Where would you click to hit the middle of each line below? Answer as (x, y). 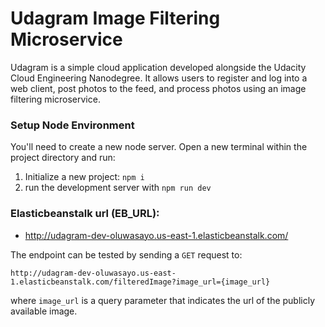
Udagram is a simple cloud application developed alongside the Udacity (158, 67)
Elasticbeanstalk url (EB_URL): (85, 214)
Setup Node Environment (72, 125)
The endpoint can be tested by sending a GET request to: (126, 254)
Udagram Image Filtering (115, 18)
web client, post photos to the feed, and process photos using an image (158, 88)
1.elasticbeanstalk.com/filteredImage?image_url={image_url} (140, 282)
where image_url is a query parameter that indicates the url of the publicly (163, 300)
